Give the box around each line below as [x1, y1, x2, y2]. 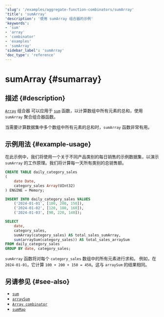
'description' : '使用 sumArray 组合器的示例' [5, 16, 94, 21]
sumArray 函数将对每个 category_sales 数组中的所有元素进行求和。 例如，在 [5, 256, 157, 261]
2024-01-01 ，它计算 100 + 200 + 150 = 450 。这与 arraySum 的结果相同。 [5, 262, 150, 268]
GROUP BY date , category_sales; [5, 246, 71, 251]
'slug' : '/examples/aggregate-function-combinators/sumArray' [5, 7, 134, 12]
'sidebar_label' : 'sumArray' [5, 48, 64, 53]
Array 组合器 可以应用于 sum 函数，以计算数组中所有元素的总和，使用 [5, 108, 143, 114]
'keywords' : [5, 20, 29, 26]
